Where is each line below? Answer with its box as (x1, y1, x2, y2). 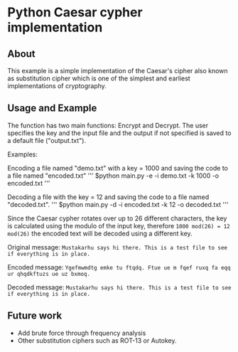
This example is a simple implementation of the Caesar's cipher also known (7, 67, 229, 75)
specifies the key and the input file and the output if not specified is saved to (7, 129, 232, 137)
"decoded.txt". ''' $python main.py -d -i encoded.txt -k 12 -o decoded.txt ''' (7, 200, 229, 208)
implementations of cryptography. (7, 82, 107, 90)
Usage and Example (7, 102, 97, 114)
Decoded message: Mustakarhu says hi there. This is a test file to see (7, 282, 232, 292)
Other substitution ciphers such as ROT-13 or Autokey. (17, 336, 177, 345)
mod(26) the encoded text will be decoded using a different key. (7, 229, 193, 238)
